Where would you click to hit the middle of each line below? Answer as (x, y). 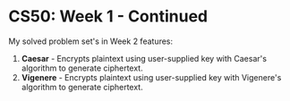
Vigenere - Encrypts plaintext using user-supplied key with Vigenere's (151, 77)
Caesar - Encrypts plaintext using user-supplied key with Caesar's (144, 58)
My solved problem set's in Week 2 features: (91, 41)
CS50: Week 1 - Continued (108, 17)
